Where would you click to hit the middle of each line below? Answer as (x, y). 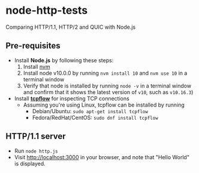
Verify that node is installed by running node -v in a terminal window (107, 86)
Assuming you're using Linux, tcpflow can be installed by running (104, 105)
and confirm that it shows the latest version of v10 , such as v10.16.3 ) (108, 92)
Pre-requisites (33, 46)
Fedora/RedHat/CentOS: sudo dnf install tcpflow (95, 117)
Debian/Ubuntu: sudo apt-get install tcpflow (90, 111)
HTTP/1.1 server (36, 136)
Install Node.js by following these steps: (64, 60)
